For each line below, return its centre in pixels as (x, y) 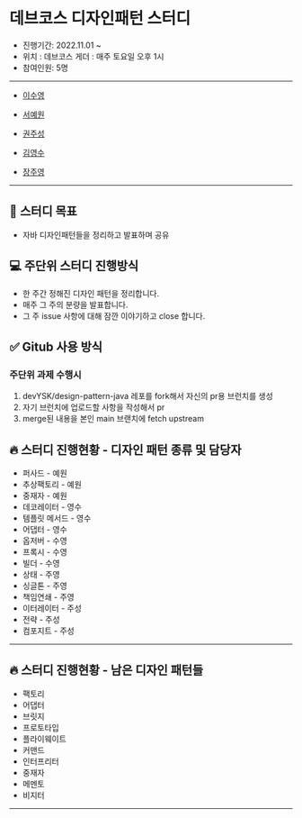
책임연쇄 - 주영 (48, 597)
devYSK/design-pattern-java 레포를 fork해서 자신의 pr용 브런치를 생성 (148, 396)
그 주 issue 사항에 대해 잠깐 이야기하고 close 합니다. (114, 315)
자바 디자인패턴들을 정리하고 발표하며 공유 (96, 234)
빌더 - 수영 (41, 563)
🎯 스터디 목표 (44, 211)
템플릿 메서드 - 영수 (57, 518)
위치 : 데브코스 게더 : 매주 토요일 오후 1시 (93, 56)
